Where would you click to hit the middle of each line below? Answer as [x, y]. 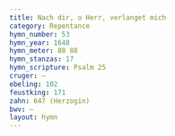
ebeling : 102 [34, 84]
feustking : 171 [38, 92]
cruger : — [28, 76]
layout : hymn [34, 117]
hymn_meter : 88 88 [44, 51]
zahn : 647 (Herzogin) [50, 101]
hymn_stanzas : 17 [42, 59]
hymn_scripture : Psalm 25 [57, 68]
